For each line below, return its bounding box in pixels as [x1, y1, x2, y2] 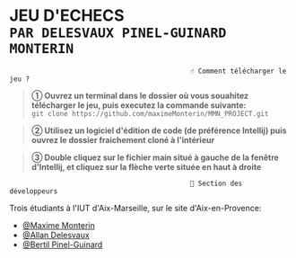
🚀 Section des [189, 179, 243, 188]
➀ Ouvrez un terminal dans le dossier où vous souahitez [30, 90, 249, 101]
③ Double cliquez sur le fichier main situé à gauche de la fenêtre [30, 152, 280, 163]
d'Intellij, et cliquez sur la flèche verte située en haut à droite [30, 161, 262, 172]
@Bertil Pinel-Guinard [22, 239, 103, 250]
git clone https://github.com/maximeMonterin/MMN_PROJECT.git [30, 109, 269, 118]
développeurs [9, 186, 58, 196]
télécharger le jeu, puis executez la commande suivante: [30, 100, 247, 111]
